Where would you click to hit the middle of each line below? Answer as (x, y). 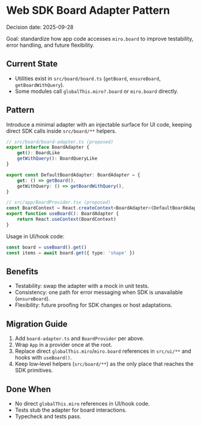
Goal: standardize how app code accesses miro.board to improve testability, (100, 38)
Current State (32, 64)
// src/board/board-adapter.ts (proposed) (60, 142)
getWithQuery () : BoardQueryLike (57, 159)
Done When (29, 389)
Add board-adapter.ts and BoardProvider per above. (80, 338)
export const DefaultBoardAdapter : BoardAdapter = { (73, 175)
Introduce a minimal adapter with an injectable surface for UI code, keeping (99, 124)
